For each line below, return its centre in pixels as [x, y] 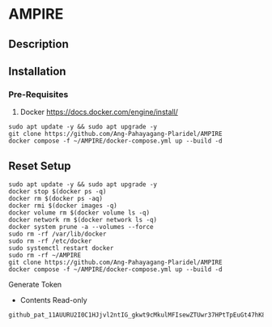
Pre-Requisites [38, 94]
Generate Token [35, 285]
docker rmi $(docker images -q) [63, 206]
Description [38, 44]
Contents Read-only [53, 300]
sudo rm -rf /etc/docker [50, 241]
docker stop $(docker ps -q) [57, 192]
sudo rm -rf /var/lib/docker [57, 234]
